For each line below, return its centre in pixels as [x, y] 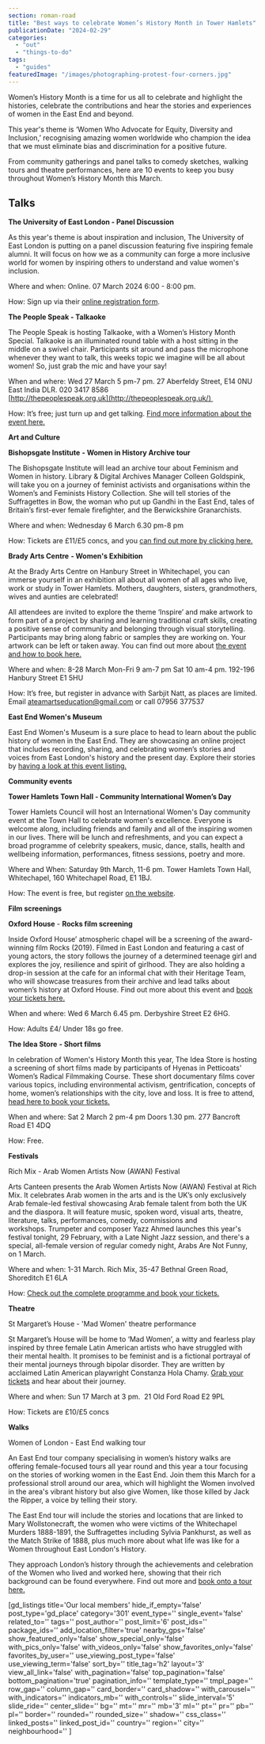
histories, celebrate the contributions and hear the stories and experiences [130, 105]
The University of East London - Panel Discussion [91, 222]
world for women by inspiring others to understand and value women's [124, 263]
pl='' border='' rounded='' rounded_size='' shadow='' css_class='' [117, 1715]
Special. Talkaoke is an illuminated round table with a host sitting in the [123, 341]
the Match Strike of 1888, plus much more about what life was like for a [124, 1540]
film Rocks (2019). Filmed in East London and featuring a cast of [140, 948]
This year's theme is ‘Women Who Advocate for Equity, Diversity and [121, 129]
